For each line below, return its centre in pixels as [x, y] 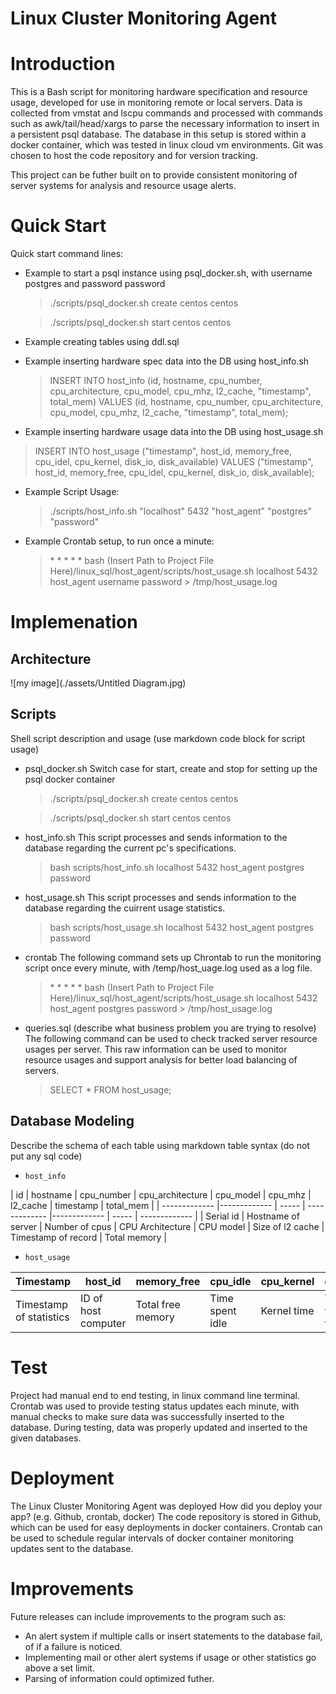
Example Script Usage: [72, 492]
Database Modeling [72, 1121]
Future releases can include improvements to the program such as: [148, 1616]
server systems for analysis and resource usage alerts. [123, 186]
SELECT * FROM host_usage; [110, 1089]
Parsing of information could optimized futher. [119, 1678]
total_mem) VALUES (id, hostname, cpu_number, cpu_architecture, [186, 402]
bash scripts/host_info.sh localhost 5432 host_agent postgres [177, 867]
